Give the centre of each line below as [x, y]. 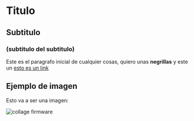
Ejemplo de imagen [42, 86]
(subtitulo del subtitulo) [40, 49]
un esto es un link [27, 68]
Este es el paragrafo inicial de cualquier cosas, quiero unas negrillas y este [97, 61]
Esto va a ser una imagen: [37, 100]
